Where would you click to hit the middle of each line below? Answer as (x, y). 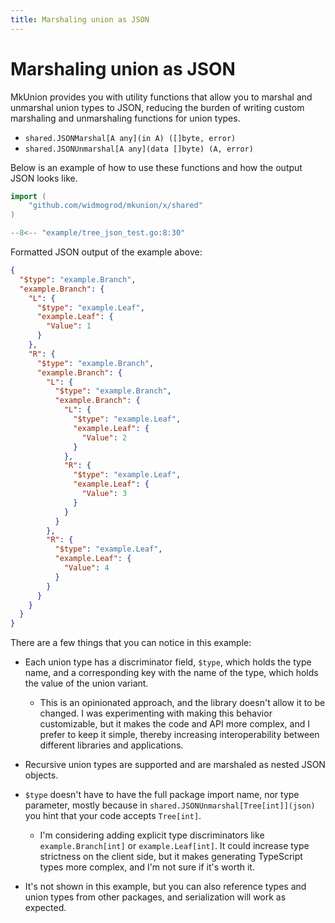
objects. (41, 775)
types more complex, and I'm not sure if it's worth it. (147, 867)
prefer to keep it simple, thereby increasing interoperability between (179, 735)
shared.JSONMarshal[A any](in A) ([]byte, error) (130, 138)
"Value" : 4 (86, 568)
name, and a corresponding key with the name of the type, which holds (171, 673)
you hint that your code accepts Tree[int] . (113, 816)
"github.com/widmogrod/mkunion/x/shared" (115, 206)
